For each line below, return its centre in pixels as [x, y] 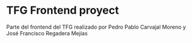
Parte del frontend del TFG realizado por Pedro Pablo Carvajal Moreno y [96, 27]
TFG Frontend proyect [63, 10]
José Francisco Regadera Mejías [47, 33]
